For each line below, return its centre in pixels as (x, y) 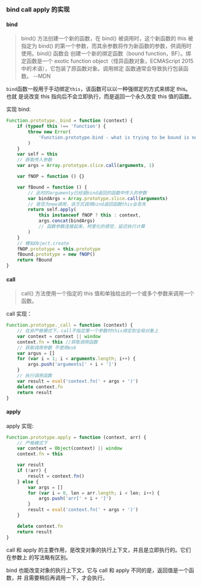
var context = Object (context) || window (69, 448)
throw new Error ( (49, 132)
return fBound (35, 260)
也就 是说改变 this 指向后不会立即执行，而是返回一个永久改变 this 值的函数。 (100, 96)
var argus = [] (36, 353)
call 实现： (19, 314)
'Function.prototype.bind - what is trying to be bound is (114, 137)
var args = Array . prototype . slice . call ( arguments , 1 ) (86, 166)
